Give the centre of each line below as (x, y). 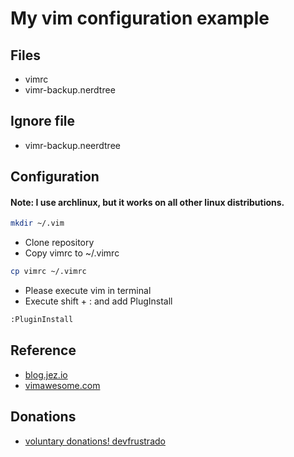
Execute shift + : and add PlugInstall (98, 301)
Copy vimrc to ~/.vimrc (72, 253)
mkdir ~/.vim (37, 223)
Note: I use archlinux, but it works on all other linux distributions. (147, 202)
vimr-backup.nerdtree (70, 90)
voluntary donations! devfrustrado (95, 441)
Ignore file (43, 121)
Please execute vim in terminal (88, 291)
